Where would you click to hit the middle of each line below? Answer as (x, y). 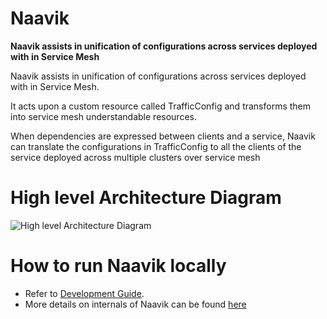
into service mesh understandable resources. (103, 116)
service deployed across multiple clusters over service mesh (135, 157)
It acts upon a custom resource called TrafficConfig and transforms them (161, 106)
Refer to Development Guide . (84, 293)
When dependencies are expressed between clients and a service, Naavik (163, 136)
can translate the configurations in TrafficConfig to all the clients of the (156, 146)
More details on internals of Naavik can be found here (135, 304)
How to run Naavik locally (118, 266)
